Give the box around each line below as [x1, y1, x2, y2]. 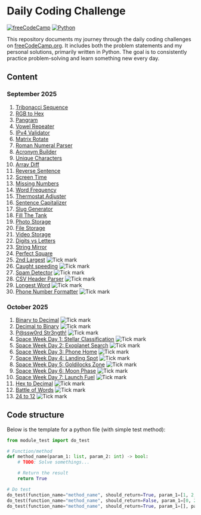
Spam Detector [15, 269, 53, 276]
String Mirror [15, 243, 47, 251]
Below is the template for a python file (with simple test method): [7, 426, 166, 433]
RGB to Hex [15, 109, 44, 117]
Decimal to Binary [15, 322, 59, 330]
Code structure [7, 410, 64, 420]
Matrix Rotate [15, 135, 49, 142]
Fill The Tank [15, 211, 47, 219]
